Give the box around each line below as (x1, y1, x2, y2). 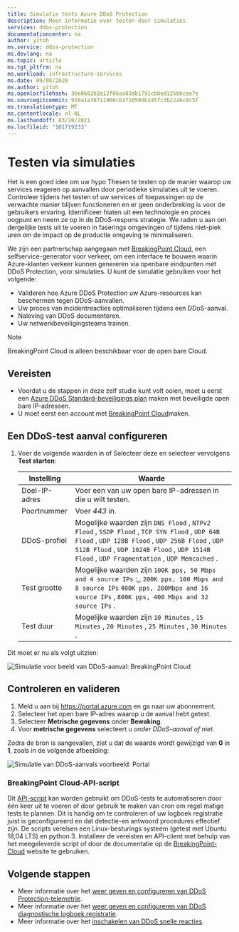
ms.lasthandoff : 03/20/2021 (7, 116, 91, 124)
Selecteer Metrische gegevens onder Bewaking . (17, 717, 162, 726)
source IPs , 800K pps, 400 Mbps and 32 (75, 592, 208, 602)
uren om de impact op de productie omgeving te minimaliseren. (7, 231, 193, 239)
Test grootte (21, 583, 63, 593)
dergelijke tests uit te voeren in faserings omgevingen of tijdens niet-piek (7, 223, 222, 232)
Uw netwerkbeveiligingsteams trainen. (17, 319, 131, 328)
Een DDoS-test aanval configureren (7, 430, 168, 442)
